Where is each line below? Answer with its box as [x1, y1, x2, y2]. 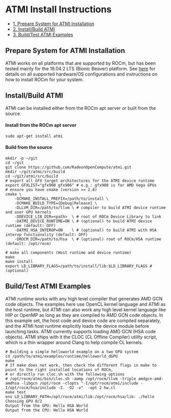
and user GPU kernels [5, 210, 52, 215]
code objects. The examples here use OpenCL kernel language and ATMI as [5, 301, 166, 307]
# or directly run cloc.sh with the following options [5, 371, 125, 377]
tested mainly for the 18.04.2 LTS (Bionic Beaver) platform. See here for [5, 65, 156, 71]
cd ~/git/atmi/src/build [5, 174, 58, 179]
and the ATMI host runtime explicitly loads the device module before [5, 322, 149, 329]
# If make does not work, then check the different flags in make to [5, 363, 157, 368]
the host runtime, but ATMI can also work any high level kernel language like [5, 307, 166, 313]
